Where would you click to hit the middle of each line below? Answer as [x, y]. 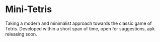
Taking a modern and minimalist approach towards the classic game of [78, 23]
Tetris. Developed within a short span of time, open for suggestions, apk [80, 28]
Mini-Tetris [28, 9]
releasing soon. [21, 34]
